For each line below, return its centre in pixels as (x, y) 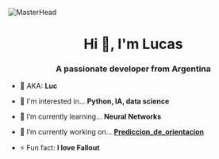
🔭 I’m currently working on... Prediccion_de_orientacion (112, 132)
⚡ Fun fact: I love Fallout (60, 148)
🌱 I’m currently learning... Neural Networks (90, 117)
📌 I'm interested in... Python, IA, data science (94, 101)
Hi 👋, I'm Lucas (133, 44)
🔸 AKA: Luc (38, 86)
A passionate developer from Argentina (133, 69)
